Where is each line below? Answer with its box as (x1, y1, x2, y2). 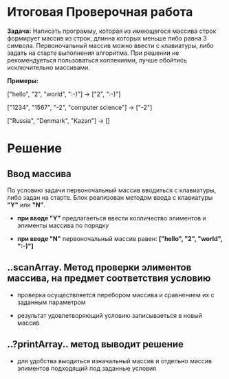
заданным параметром (17, 298, 86, 306)
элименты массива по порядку (17, 221, 109, 229)
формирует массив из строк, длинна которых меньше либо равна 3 (7, 34, 208, 42)
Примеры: (7, 76, 39, 84)
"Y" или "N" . (7, 200, 46, 209)
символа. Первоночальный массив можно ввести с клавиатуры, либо (7, 41, 215, 49)
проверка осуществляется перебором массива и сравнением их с (17, 290, 215, 299)
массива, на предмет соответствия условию (7, 273, 211, 284)
